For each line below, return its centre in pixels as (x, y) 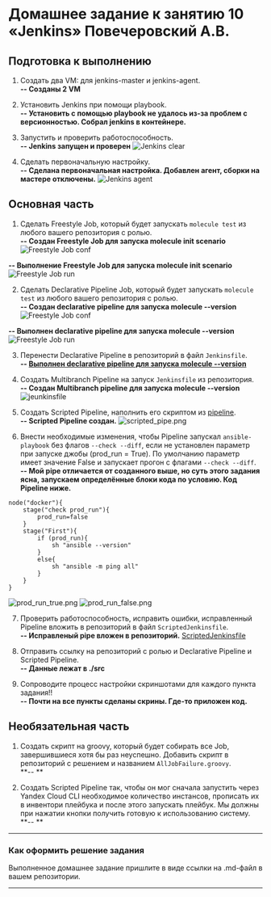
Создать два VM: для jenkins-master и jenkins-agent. (110, 80)
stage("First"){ (50, 531)
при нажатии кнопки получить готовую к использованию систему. (135, 813)
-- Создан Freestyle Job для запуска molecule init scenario (123, 241)
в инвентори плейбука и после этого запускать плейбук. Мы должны (140, 804)
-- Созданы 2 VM (50, 89)
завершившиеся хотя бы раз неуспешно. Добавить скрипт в (124, 754)
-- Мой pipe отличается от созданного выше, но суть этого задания (140, 470)
